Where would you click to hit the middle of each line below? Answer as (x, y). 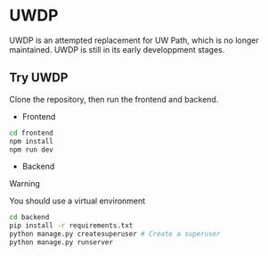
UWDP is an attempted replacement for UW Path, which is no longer (134, 40)
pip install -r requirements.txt (71, 226)
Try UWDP (39, 78)
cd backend (29, 218)
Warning (24, 184)
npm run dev (31, 149)
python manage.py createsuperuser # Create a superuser (115, 234)
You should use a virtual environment (77, 201)
